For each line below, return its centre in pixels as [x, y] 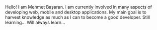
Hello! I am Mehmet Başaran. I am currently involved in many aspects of [79, 7]
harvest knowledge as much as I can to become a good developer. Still [78, 17]
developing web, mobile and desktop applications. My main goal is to [76, 12]
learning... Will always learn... [35, 22]
